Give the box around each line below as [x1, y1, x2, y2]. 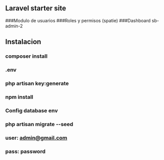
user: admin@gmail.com [5, 134, 68, 141]
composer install [5, 53, 48, 60]
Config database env [5, 107, 58, 114]
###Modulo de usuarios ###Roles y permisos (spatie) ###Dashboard [5, 17, 151, 23]
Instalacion [5, 37, 42, 46]
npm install [5, 93, 34, 100]
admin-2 [5, 23, 23, 29]
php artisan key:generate [5, 79, 69, 87]
